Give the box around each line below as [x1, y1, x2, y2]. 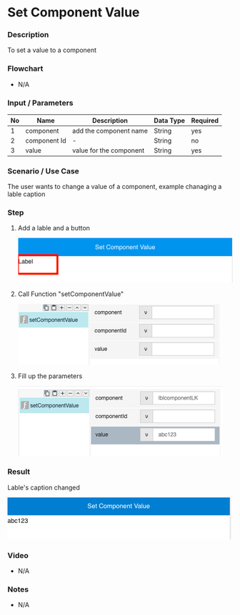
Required [191, 116, 219, 125]
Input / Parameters [7, 98, 74, 108]
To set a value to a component [7, 46, 97, 54]
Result [7, 467, 31, 477]
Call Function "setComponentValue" [17, 290, 124, 298]
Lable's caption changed [7, 483, 81, 492]
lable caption [7, 190, 46, 198]
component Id [25, 136, 66, 145]
